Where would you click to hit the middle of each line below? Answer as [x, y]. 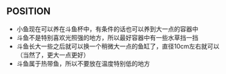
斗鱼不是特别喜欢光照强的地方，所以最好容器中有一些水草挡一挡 [107, 37]
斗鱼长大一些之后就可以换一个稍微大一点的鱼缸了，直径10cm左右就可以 [118, 46]
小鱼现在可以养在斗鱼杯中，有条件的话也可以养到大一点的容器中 [107, 29]
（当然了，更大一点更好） [53, 55]
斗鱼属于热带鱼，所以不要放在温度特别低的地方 [83, 63]
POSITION [29, 11]
